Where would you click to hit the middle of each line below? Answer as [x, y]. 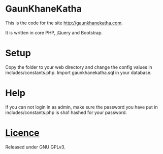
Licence [22, 133]
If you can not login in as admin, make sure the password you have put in [82, 107]
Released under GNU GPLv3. [36, 147]
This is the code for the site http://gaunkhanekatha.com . [64, 23]
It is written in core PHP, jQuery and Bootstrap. [54, 32]
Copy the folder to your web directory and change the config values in [79, 67]
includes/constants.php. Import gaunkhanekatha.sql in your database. [78, 72]
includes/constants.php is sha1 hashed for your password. [66, 112]
